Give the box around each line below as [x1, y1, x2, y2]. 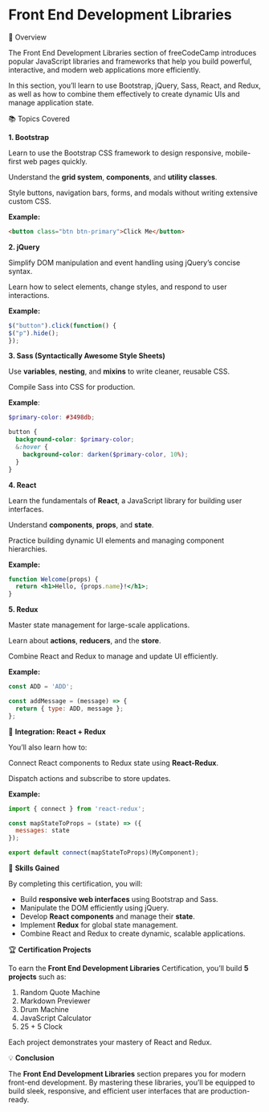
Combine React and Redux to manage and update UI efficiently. [8, 651, 218, 661]
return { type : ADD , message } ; [15, 705, 124, 713]
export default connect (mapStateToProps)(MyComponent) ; [8, 849, 199, 857]
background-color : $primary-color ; [15, 436, 135, 444]
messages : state [15, 827, 70, 835]
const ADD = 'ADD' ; [8, 683, 74, 691]
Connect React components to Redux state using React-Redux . [8, 758, 219, 767]
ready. [8, 1095, 30, 1105]
